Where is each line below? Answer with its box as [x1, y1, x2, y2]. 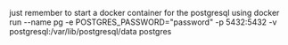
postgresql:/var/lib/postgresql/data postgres [9, 26, 172, 36]
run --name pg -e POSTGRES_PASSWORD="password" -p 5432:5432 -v [9, 17, 277, 27]
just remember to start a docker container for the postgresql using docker [9, 8, 280, 18]
